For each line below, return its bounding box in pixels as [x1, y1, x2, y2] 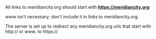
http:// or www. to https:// [5, 29, 58, 34]
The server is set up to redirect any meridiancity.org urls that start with [5, 23, 151, 29]
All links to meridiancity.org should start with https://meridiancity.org [5, 4, 149, 10]
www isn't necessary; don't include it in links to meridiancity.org [5, 14, 138, 19]
